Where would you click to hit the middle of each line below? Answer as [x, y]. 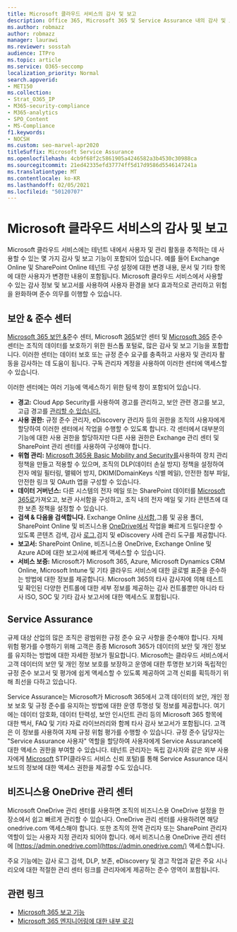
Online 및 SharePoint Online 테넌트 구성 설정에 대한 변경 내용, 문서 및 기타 [110, 267]
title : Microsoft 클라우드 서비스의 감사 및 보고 [72, 14]
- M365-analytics [33, 113]
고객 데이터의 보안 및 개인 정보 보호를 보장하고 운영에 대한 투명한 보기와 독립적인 [117, 664]
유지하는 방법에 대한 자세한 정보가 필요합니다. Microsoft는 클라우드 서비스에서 [122, 655]
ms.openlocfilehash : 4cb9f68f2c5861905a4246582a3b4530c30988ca [102, 159]
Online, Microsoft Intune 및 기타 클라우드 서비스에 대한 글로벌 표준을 [113, 570]
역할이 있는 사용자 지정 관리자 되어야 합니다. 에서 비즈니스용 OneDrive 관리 [110, 836]
